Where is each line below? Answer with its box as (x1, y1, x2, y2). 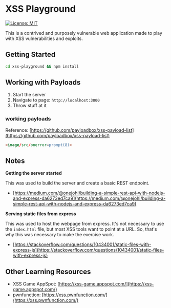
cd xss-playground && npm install (5, 64, 79, 69)
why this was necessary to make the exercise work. (5, 232, 114, 238)
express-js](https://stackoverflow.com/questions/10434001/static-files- (12, 247, 164, 253)
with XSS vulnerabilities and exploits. (5, 35, 83, 42)
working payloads (5, 115, 51, 122)
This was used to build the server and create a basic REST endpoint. (5, 180, 149, 186)
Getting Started (5, 50, 56, 59)
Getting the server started (5, 170, 62, 176)
